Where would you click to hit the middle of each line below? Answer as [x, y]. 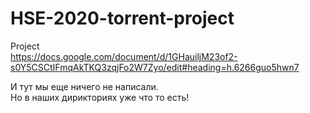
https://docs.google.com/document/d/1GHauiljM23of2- [124, 56]
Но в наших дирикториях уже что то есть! [100, 97]
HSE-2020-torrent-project [122, 18]
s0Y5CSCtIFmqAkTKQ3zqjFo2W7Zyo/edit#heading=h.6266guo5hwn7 [155, 67]
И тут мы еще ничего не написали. [84, 86]
